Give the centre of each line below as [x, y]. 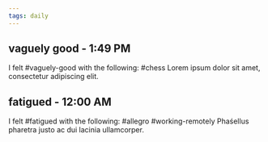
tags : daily [28, 16]
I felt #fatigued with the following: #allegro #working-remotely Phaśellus [129, 121]
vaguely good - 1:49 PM [70, 49]
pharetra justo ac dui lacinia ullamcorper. [76, 130]
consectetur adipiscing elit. [53, 77]
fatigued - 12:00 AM [60, 102]
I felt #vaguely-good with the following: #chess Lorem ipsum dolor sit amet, [134, 68]
